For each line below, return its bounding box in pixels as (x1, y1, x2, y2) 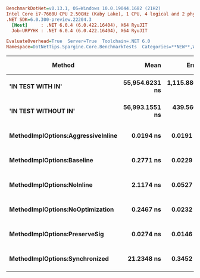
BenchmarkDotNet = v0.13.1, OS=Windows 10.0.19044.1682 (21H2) (6, 5, 161, 11)
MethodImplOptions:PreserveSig (9, 230, 104, 239)
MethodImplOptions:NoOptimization (9, 205, 114, 214)
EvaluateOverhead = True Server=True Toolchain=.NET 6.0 (6, 38, 151, 45)
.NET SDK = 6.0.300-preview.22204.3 (6, 16, 92, 23)
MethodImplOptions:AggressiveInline (9, 132, 118, 140)
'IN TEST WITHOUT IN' (9, 107, 76, 115)
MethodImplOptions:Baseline (9, 156, 93, 165)
